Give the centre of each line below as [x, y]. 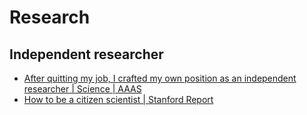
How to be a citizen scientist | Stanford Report [118, 99]
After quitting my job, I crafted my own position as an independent [160, 78]
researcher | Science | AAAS [82, 89]
